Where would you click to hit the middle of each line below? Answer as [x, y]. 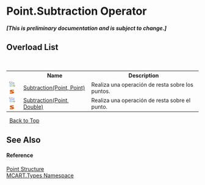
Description [144, 76]
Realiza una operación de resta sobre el [141, 100]
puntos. [101, 91]
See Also [23, 140]
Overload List [32, 47]
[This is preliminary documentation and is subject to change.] [86, 28]
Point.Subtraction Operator [77, 11]
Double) [34, 107]
